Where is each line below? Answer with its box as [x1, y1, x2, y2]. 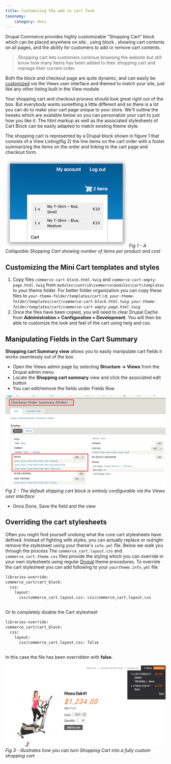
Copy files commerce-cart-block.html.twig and [12, 276, 111, 283]
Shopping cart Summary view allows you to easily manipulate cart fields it [5, 348, 162, 354]
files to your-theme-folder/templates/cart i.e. [12, 293, 109, 299]
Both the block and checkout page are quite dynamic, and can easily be [5, 75, 156, 81]
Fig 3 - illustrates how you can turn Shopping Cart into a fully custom [5, 747, 151, 753]
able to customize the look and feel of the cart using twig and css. [12, 320, 152, 326]
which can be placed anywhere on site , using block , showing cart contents [5, 39, 165, 45]
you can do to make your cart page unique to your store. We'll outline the [5, 107, 159, 113]
